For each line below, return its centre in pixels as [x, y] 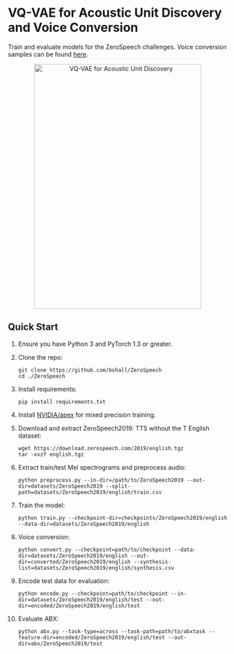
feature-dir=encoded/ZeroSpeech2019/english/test [92, 637]
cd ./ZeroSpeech [41, 376]
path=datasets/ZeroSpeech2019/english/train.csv [90, 492]
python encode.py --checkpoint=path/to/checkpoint [93, 593]
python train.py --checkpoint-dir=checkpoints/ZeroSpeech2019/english [123, 518]
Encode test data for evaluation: [64, 581]
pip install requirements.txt [62, 401]
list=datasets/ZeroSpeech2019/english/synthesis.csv [96, 568]
